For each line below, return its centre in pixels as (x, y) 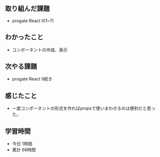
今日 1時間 (22, 144)
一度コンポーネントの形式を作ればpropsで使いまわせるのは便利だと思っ (84, 109)
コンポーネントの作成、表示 (40, 49)
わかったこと (24, 37)
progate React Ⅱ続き (32, 79)
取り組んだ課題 (27, 9)
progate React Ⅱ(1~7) (33, 20)
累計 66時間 (24, 150)
